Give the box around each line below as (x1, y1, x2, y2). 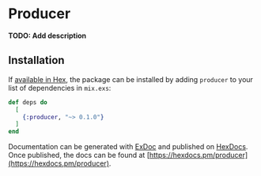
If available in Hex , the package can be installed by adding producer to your (8, 74, 253, 84)
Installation (8, 54, 65, 67)
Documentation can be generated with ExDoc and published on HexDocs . (8, 142, 248, 152)
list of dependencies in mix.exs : (8, 83, 112, 92)
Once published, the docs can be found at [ (8, 151, 150, 160)
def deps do (8, 98, 47, 107)
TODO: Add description (8, 31, 87, 40)
